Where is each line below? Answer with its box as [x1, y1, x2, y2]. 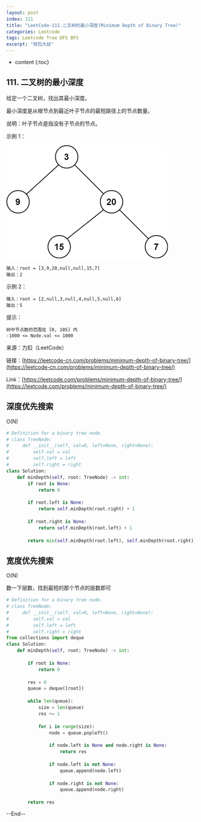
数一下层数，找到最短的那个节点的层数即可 [6, 585, 111, 592]
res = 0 [28, 679, 47, 685]
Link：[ [6, 375, 24, 383]
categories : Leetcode [6, 29, 60, 35]
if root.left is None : [28, 499, 84, 506]
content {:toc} [14, 59, 50, 65]
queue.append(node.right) [59, 787, 124, 793]
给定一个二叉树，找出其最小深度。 [6, 94, 90, 101]
